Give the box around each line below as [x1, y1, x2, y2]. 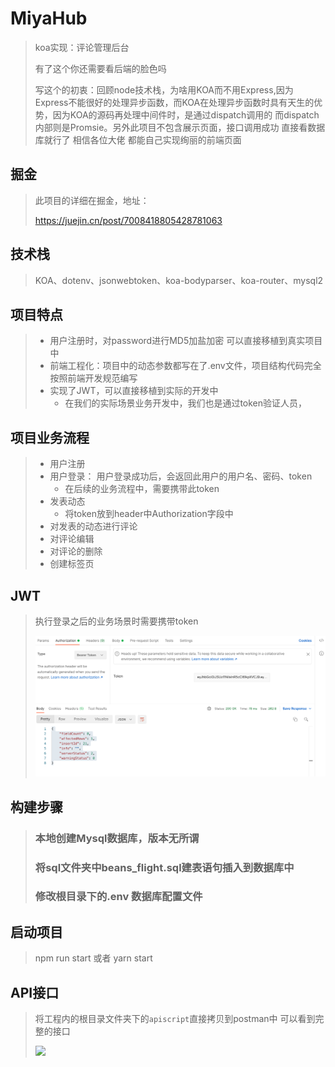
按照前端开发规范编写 [49, 372, 138, 384]
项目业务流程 [10, 429, 90, 446]
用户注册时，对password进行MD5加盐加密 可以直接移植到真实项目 [49, 335, 323, 347]
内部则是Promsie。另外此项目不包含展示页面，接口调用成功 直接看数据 [34, 121, 326, 133]
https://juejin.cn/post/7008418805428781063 [34, 214, 223, 226]
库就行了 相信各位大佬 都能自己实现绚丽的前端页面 [34, 133, 242, 146]
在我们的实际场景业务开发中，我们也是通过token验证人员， [64, 397, 308, 409]
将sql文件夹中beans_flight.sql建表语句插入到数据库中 [34, 860, 295, 874]
